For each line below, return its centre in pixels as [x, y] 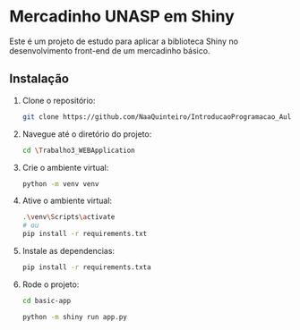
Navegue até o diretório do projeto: [87, 134]
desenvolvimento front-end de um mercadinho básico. [110, 50]
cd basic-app [47, 300]
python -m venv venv [60, 184]
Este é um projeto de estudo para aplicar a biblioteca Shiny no [124, 41]
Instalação [39, 79]
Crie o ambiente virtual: [65, 167]
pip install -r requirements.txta [86, 267]
